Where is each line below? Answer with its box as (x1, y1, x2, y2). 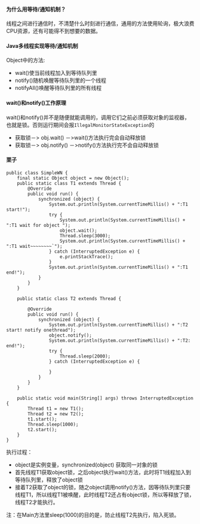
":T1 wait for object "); (6, 222, 70, 228)
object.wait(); (59, 228, 97, 234)
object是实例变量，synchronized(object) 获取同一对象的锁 (14, 461, 158, 468)
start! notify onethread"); (6, 327, 76, 333)
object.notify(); (48, 332, 93, 338)
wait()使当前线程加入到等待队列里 (14, 69, 97, 77)
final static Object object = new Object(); (17, 175, 130, 181)
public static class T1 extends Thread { (17, 180, 121, 186)
